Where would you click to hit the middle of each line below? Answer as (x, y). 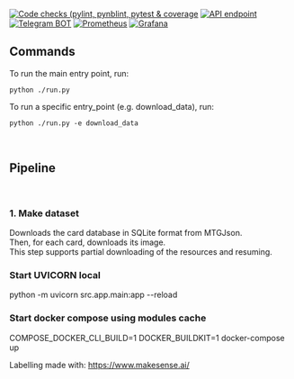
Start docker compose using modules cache (108, 318)
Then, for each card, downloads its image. (88, 242)
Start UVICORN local (55, 275)
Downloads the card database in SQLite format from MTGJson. (126, 232)
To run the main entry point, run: (69, 73)
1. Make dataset (44, 213)
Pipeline (33, 168)
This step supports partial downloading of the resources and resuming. (141, 251)
